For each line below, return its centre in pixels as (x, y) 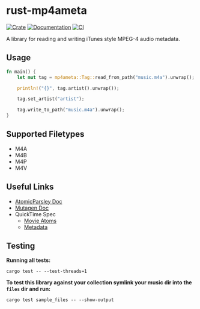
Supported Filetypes (45, 134)
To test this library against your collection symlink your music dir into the (99, 282)
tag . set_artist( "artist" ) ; (51, 99)
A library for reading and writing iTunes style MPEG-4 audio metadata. (93, 39)
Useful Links (30, 187)
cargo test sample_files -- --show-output (60, 300)
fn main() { (21, 72)
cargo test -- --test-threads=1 (47, 272)
